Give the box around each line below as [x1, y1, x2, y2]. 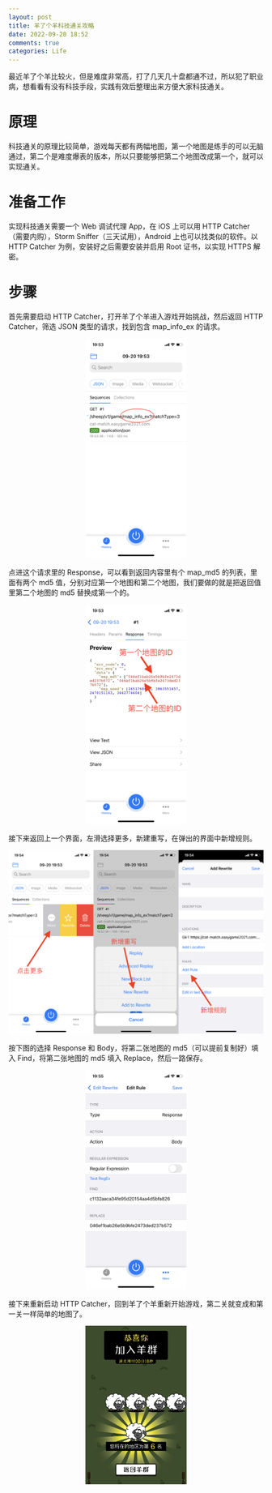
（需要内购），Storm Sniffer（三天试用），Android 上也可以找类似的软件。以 [8, 232, 258, 241]
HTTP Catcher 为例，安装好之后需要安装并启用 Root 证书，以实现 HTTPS [8, 242, 252, 251]
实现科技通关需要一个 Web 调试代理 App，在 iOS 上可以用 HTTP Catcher [8, 221, 250, 231]
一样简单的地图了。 [22, 1309, 87, 1319]
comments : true [8, 39, 60, 47]
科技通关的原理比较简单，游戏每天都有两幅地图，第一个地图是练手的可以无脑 [8, 142, 264, 152]
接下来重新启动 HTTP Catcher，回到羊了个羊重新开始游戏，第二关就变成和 [8, 1299, 257, 1309]
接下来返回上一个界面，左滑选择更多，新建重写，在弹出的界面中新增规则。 [8, 833, 257, 843]
